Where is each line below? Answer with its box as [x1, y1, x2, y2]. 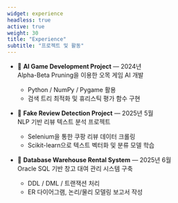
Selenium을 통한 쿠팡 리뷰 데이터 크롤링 [27, 132, 136, 141]
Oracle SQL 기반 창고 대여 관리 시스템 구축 [17, 164, 133, 173]
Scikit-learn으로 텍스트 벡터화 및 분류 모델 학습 [27, 141, 154, 149]
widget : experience [7, 10, 64, 17]
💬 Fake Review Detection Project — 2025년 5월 [17, 109, 154, 117]
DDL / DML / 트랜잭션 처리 [27, 179, 100, 187]
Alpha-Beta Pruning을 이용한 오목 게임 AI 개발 [17, 71, 144, 79]
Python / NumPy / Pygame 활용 [27, 86, 116, 94]
